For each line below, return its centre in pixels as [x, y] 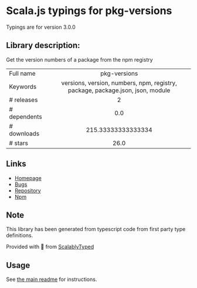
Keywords [23, 86]
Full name [23, 73]
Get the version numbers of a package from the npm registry [80, 59]
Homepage [28, 178]
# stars [18, 143]
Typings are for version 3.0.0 [41, 27]
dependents [26, 117]
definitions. [20, 235]
